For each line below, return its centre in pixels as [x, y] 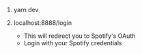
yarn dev [26, 10]
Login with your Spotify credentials [73, 43]
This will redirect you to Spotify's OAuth [80, 36]
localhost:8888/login [43, 23]
